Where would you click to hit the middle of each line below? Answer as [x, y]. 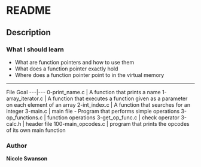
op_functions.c [25, 117]
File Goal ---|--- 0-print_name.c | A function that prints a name [83, 92]
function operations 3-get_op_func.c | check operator [113, 117]
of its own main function [36, 130]
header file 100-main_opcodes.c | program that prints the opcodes [108, 123]
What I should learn [35, 50]
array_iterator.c [25, 98]
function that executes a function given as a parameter [120, 98]
